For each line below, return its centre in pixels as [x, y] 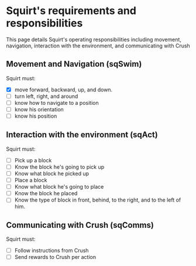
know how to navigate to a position [56, 103]
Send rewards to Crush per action [55, 257]
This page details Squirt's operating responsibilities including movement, [94, 39]
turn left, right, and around [46, 96]
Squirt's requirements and [71, 11]
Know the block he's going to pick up [59, 167]
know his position [36, 116]
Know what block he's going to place [59, 187]
